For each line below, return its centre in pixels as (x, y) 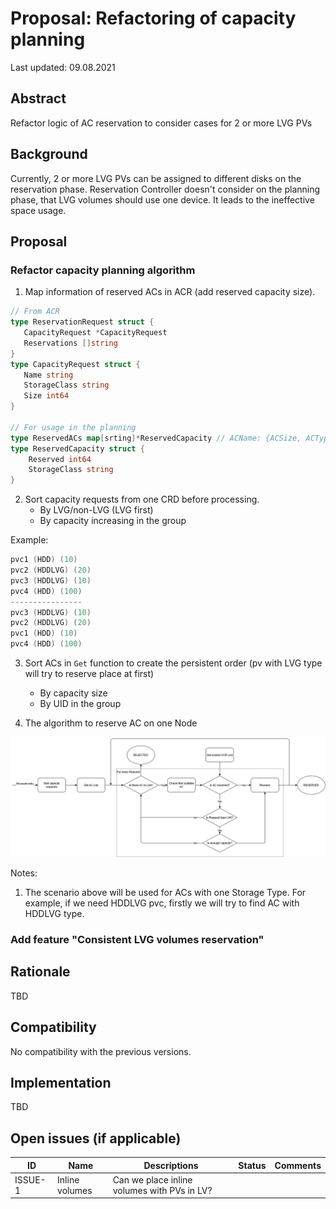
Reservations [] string (70, 343)
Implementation (61, 1082)
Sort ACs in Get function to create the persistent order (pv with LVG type (173, 663)
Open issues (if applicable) (96, 1138)
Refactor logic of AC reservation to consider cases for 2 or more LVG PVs (161, 123)
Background (49, 154)
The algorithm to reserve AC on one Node (111, 723)
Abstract (38, 98)
